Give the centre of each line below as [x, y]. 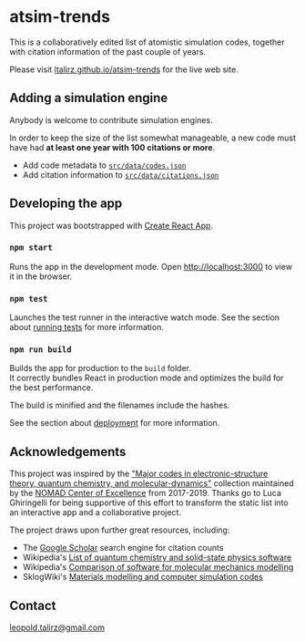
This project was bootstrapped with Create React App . [112, 225]
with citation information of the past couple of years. [108, 51]
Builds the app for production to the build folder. [101, 368]
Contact [33, 605]
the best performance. [51, 388]
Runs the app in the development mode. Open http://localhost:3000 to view [151, 266]
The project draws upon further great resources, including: [120, 530]
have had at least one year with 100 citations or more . [112, 147]
